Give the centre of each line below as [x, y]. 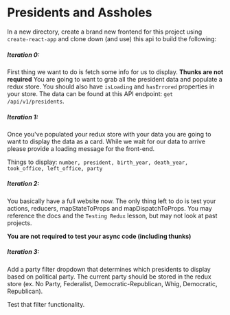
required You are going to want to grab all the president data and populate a [115, 79]
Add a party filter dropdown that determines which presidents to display [109, 269]
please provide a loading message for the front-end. [81, 148]
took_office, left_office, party [55, 168]
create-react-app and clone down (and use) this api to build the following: [112, 38]
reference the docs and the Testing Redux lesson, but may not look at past [112, 215]
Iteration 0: [23, 55]
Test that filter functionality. [46, 304]
